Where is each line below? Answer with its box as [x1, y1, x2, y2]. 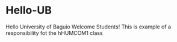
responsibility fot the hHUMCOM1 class [5, 29, 103, 36]
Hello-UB [5, 4, 52, 17]
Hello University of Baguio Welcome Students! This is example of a [5, 23, 172, 30]
